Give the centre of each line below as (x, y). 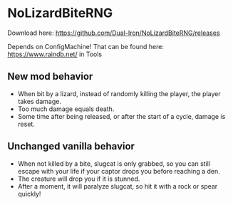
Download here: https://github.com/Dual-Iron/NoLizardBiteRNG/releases (114, 33)
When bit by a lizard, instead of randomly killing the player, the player (119, 93)
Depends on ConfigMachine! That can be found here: (86, 46)
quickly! (29, 194)
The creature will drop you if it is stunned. (79, 179)
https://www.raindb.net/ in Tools (55, 54)
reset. (26, 124)
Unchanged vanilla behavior (71, 146)
